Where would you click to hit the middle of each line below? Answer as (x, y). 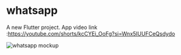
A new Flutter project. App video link (52, 27)
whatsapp (32, 11)
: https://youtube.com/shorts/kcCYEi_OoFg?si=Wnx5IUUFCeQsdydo (91, 33)
